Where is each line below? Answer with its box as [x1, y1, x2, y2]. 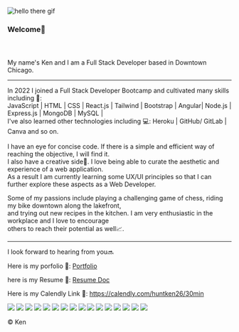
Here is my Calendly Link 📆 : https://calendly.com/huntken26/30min [7, 289, 204, 298]
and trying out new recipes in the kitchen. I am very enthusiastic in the [7, 209, 213, 218]
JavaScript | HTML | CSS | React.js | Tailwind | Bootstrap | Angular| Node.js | [7, 102, 232, 110]
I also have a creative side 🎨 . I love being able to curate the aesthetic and [7, 157, 220, 166]
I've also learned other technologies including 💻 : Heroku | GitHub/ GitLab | [7, 117, 227, 126]
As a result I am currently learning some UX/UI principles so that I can [7, 173, 212, 181]
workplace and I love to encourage [7, 217, 109, 225]
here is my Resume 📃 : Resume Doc [7, 276, 110, 284]
